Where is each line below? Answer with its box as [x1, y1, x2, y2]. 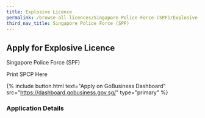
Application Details [6, 104, 64, 113]
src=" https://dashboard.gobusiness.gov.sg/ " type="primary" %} [6, 89, 169, 96]
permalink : [6, 15, 34, 21]
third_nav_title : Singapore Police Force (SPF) [6, 20, 130, 26]
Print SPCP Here [6, 71, 48, 78]
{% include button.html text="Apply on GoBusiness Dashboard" [6, 83, 166, 90]
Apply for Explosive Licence [6, 43, 115, 53]
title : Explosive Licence [6, 9, 72, 15]
